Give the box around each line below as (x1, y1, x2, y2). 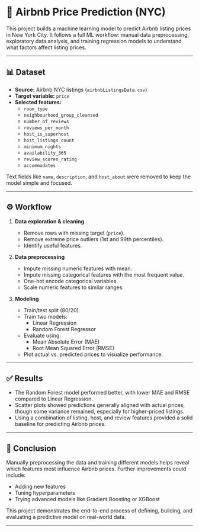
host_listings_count (23, 137, 75, 143)
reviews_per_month (23, 124, 69, 131)
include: (6, 472, 26, 479)
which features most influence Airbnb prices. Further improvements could (6, 465, 187, 473)
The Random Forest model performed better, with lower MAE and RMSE (14, 389, 190, 396)
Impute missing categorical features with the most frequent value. (23, 271, 185, 278)
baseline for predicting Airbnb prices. (14, 421, 106, 428)
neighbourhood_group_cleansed (23, 112, 99, 118)
